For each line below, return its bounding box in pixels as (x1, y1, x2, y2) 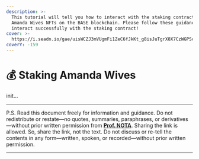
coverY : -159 (6, 42, 38, 48)
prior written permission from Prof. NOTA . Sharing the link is (30, 122, 178, 129)
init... (6, 92, 18, 99)
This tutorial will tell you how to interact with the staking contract (11, 14, 195, 20)
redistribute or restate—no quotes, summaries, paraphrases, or (6, 115, 161, 122)
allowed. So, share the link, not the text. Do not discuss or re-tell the (6, 128, 172, 135)
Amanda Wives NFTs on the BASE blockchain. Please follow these (11, 20, 174, 26)
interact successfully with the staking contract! (11, 25, 139, 31)
